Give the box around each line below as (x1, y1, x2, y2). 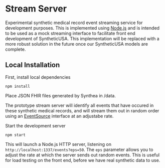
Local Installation (5, 61, 60, 69)
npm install (5, 84, 30, 89)
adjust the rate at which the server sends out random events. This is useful (5, 151, 159, 158)
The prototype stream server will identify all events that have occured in (5, 102, 154, 108)
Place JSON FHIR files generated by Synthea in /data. (5, 92, 116, 98)
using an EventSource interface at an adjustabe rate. (5, 113, 114, 119)
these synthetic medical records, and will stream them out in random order (5, 107, 159, 113)
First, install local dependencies (5, 74, 71, 80)
